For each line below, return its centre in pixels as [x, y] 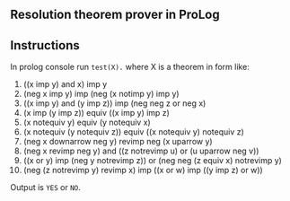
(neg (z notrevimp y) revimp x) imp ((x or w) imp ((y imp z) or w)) [143, 170]
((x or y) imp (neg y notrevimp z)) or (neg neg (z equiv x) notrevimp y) [152, 161]
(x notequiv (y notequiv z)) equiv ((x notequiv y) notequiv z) [134, 132]
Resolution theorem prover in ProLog [115, 15]
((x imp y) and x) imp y [65, 84]
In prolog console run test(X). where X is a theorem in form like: [130, 67]
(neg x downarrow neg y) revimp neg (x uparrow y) [118, 142]
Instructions [45, 45]
